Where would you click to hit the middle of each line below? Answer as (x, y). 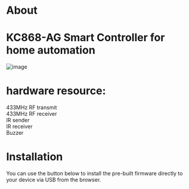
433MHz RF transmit (32, 107)
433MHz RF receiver (32, 114)
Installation (35, 157)
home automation (51, 50)
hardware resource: (56, 91)
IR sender (18, 120)
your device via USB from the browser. (54, 180)
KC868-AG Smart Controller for (86, 38)
